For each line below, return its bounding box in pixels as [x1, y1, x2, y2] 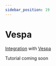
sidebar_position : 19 [5, 7, 50, 12]
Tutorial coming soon [5, 55, 49, 61]
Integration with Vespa [5, 45, 51, 51]
